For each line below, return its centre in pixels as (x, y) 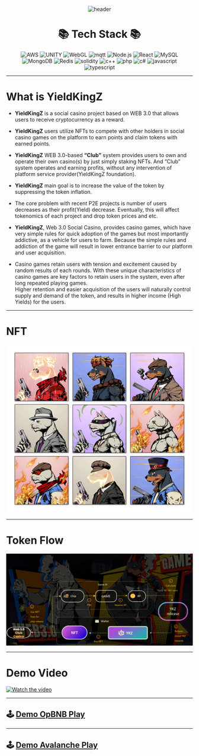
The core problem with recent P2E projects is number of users (91, 203)
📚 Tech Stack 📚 (99, 34)
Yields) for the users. (40, 302)
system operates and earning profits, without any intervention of (93, 168)
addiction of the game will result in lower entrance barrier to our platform (103, 246)
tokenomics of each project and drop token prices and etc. (86, 216)
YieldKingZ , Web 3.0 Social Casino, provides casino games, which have (103, 227)
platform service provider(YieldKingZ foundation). (75, 174)
